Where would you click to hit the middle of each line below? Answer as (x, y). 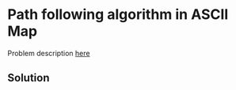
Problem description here (49, 53)
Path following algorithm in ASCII (118, 15)
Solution (29, 78)
